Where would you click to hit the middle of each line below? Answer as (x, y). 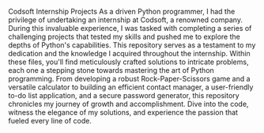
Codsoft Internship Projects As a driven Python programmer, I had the (122, 11)
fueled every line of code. (50, 121)
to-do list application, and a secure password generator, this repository (124, 95)
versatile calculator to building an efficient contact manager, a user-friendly (131, 87)
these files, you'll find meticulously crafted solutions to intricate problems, (128, 62)
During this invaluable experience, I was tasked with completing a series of (130, 28)
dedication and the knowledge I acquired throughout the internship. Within (129, 53)
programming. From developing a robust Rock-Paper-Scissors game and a (129, 79)
